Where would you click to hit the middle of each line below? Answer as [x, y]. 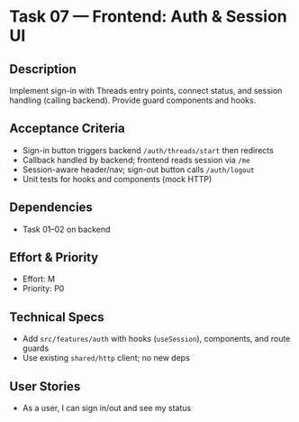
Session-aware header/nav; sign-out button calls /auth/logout [138, 170]
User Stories [45, 386]
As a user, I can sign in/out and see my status [107, 408]
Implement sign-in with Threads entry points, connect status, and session [146, 91]
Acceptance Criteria [67, 128]
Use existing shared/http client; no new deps [106, 358]
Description [43, 69]
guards [36, 348]
